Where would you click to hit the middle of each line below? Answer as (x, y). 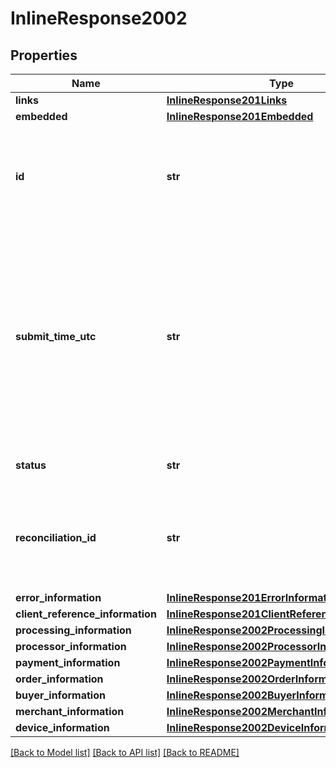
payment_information (68, 662)
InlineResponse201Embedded (240, 116)
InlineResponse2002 (99, 18)
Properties (44, 55)
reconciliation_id (56, 537)
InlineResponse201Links (227, 100)
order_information (59, 679)
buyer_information (60, 695)
